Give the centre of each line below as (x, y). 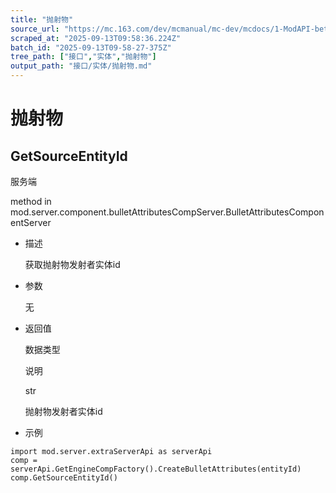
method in (31, 201)
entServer (31, 222)
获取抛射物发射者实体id (72, 264)
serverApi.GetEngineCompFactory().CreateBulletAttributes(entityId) (156, 469)
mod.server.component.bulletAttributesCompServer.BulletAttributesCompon (167, 212)
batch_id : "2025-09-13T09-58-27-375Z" (91, 47)
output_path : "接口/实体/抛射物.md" (81, 66)
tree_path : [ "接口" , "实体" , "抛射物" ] (83, 57)
